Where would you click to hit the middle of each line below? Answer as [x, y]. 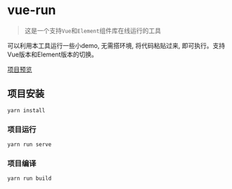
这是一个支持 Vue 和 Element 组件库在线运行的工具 [93, 30]
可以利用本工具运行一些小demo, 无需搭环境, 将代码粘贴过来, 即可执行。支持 [116, 45]
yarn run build [30, 178]
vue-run [32, 10]
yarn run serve [30, 145]
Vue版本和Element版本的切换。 [53, 54]
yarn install [26, 110]
